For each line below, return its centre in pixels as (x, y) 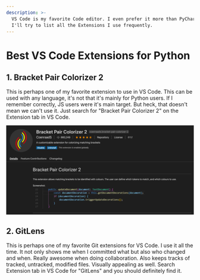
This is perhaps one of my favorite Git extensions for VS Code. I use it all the (100, 245)
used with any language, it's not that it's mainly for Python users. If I (90, 98)
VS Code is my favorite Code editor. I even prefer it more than (94, 19)
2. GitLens (25, 231)
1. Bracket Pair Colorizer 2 (55, 77)
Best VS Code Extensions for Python (98, 55)
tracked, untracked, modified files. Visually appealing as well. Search (91, 264)
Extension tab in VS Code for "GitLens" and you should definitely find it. (94, 271)
